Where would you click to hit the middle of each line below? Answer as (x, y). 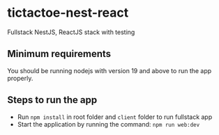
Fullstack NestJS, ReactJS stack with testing (71, 32)
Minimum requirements (59, 54)
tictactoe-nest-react (68, 13)
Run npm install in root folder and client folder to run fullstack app (115, 117)
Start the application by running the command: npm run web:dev (108, 124)
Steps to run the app (52, 100)
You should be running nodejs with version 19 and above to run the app (109, 70)
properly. (20, 78)
